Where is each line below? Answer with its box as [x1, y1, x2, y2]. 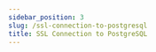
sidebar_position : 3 [8, 12, 85, 22]
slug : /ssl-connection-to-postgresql [8, 21, 148, 30]
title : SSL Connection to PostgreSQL [8, 29, 148, 38]
